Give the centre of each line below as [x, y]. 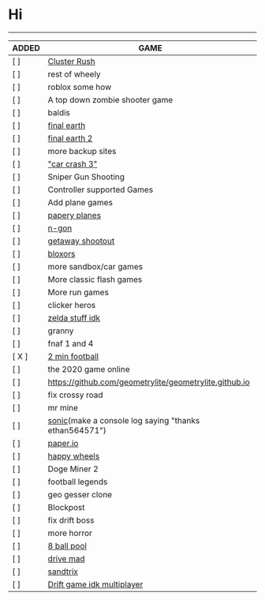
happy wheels [74, 456]
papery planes [74, 215]
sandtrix [63, 572]
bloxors [62, 253]
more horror [70, 533]
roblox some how [80, 87]
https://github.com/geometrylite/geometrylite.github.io [149, 382]
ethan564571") [77, 430]
